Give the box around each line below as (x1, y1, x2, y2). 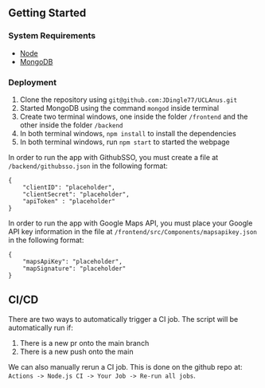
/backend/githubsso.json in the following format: (8, 161, 169, 170)
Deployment (8, 76, 57, 88)
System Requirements (8, 30, 96, 41)
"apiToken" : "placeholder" (22, 197, 115, 206)
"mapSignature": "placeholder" (22, 265, 127, 272)
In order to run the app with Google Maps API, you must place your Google (8, 218, 253, 228)
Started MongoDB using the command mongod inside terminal (19, 103, 220, 112)
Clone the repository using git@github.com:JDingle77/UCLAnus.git (19, 95, 237, 104)
